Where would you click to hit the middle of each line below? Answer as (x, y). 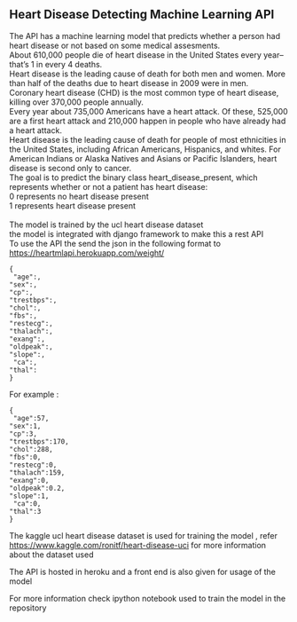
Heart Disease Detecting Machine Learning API (142, 15)
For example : (34, 394)
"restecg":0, (33, 465)
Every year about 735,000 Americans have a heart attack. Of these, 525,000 (148, 111)
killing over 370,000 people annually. (76, 102)
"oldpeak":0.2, (37, 488)
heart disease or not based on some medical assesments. (115, 45)
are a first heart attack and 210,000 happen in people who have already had (148, 121)
